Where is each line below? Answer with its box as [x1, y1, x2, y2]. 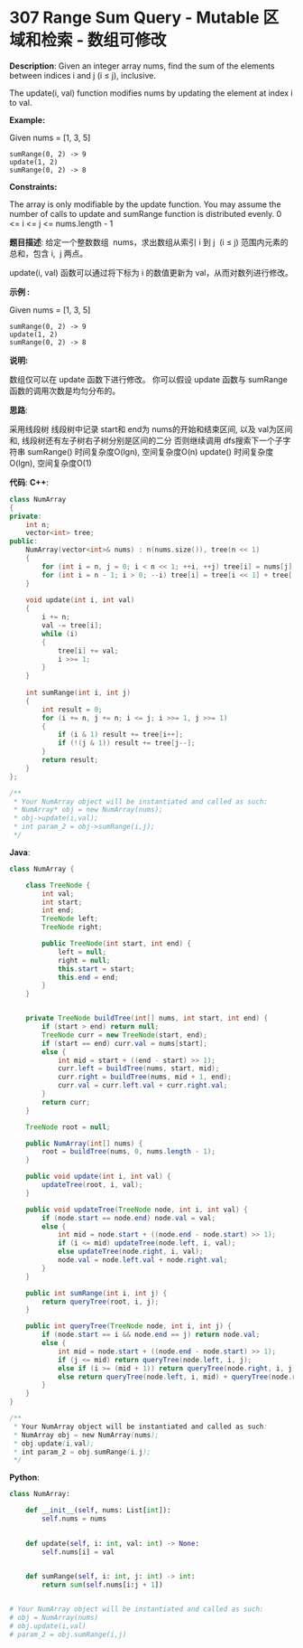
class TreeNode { [25, 881, 91, 890]
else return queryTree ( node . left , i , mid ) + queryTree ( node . [57, 1372, 293, 1381]
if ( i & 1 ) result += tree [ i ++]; [57, 730, 183, 739]
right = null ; [57, 956, 111, 965]
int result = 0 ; [41, 705, 103, 714]
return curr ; [41, 1097, 91, 1107]
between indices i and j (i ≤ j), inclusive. [9, 70, 156, 80]
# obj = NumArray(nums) [9, 1614, 99, 1623]
